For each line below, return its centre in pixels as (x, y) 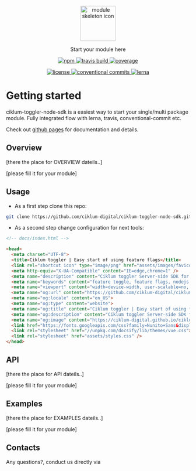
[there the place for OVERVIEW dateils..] (54, 162)
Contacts (23, 448)
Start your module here (98, 49)
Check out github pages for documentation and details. (72, 129)
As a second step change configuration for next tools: (79, 228)
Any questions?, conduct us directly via (53, 462)
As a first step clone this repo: (50, 206)
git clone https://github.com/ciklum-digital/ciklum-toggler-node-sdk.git (99, 217)
